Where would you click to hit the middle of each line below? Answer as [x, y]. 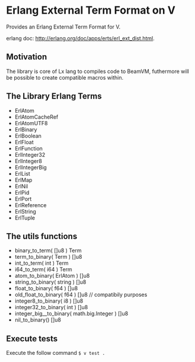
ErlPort [23, 199]
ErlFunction [29, 148]
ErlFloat [24, 142]
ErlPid [22, 192]
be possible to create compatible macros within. [65, 77]
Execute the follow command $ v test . [56, 353]
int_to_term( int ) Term [42, 263]
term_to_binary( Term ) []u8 [48, 257]
